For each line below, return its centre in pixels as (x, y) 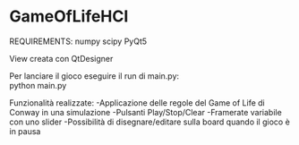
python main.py (38, 85)
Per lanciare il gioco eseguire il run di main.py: (94, 76)
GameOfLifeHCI (69, 17)
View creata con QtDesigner (61, 58)
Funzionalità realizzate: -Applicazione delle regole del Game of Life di (137, 102)
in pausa (25, 131)
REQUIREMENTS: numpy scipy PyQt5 (78, 41)
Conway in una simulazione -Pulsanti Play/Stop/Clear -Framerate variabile (145, 112)
